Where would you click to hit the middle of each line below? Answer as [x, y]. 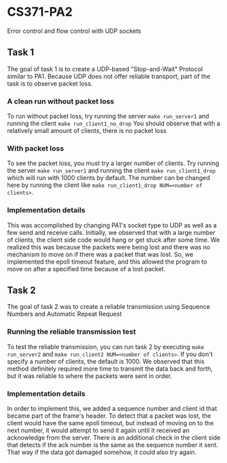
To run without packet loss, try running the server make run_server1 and [108, 116]
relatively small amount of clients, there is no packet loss [87, 131]
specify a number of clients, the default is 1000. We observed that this [106, 361]
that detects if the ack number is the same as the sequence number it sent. [113, 445]
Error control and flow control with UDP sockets [74, 31]
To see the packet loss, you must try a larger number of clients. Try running [113, 163]
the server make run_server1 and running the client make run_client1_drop [111, 171]
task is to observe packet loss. [50, 84]
